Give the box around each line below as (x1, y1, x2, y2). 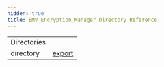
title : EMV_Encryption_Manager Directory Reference (7, 16, 157, 23)
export (52, 49, 74, 58)
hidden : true (7, 10, 44, 17)
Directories (10, 37, 46, 46)
